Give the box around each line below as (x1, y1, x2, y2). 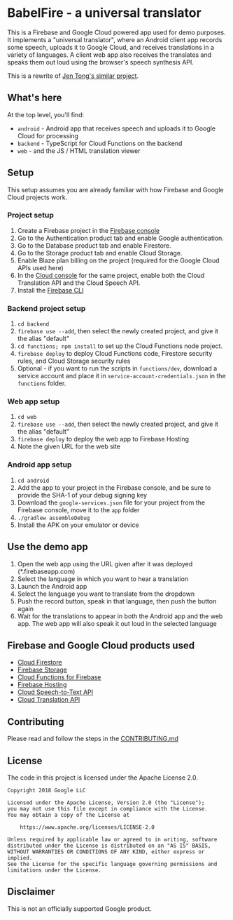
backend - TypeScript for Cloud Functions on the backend (17, 139, 183, 147)
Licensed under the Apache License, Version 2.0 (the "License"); (7, 799, 205, 806)
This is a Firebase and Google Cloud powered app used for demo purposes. (7, 28, 226, 36)
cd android (17, 477, 50, 484)
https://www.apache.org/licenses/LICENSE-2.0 (20, 824, 155, 831)
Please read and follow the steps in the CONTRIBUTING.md (7, 735, 178, 743)
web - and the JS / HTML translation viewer (17, 146, 141, 155)
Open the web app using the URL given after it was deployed (17, 559, 193, 568)
